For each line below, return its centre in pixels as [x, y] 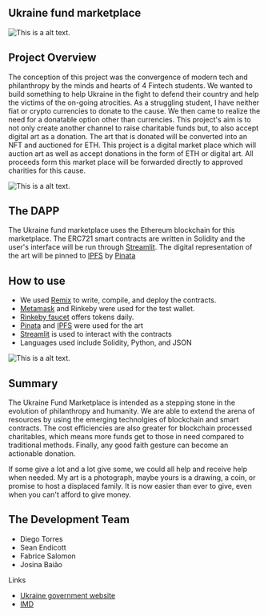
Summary [33, 383]
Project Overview [52, 58]
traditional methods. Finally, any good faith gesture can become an [118, 445]
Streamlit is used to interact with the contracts [96, 334]
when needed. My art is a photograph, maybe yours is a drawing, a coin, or [132, 478]
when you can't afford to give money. [70, 494]
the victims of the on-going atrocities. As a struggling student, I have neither [134, 102]
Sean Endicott [43, 547]
